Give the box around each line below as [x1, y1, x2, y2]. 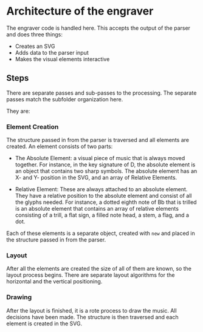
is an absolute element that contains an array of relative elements [15, 205, 179, 212]
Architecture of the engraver [6, 4, 154, 18]
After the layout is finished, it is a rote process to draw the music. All [6, 307, 177, 314]
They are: [6, 107, 30, 115]
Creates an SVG [15, 42, 55, 50]
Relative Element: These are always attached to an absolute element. [15, 186, 188, 193]
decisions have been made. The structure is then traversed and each [6, 313, 179, 320]
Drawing [6, 293, 32, 302]
